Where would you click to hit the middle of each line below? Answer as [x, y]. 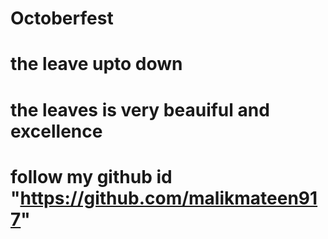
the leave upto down [96, 64]
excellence [56, 131]
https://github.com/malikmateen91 [168, 198]
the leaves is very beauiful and [140, 109]
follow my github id [91, 176]
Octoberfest [62, 18]
